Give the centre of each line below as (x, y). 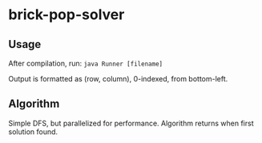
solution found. (33, 131)
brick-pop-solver (67, 15)
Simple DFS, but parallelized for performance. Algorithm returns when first (131, 123)
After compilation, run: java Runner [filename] (85, 63)
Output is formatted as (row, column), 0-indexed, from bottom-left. (118, 79)
